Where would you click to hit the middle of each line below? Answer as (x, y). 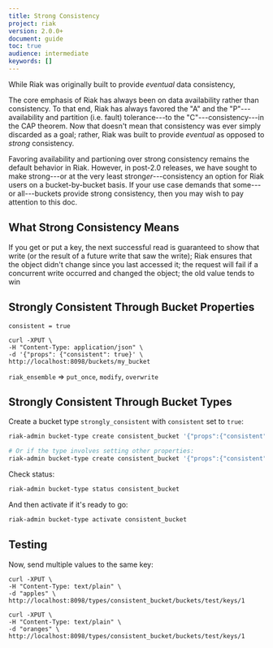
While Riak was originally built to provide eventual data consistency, (122, 84)
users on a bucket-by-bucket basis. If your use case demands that (120, 184)
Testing (28, 545)
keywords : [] (30, 62)
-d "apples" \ (32, 594)
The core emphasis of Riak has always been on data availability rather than (134, 100)
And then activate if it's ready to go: (68, 504)
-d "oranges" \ (34, 629)
